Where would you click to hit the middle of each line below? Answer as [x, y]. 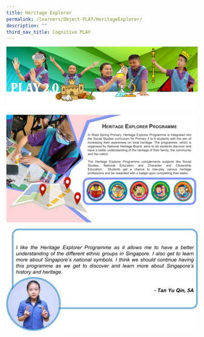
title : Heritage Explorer [39, 13]
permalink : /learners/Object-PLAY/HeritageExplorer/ [74, 19]
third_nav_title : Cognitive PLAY [49, 32]
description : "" [27, 25]
